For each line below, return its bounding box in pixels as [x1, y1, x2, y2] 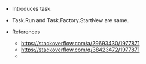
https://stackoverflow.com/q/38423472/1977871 [20, 46, 140, 53]
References [11, 28, 41, 35]
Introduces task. [11, 5, 52, 12]
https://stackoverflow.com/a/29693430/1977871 [20, 40, 140, 47]
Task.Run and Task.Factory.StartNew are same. [11, 17, 129, 23]
